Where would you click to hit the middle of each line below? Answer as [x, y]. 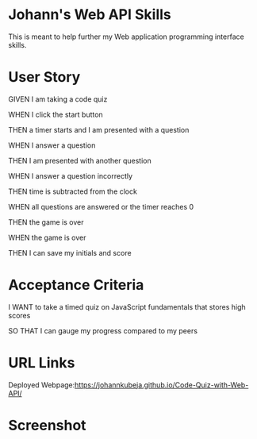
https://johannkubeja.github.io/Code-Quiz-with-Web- [161, 385]
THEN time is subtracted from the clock [73, 191]
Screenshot [47, 425]
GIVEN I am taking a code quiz [58, 99]
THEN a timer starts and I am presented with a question [99, 129]
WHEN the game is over [47, 237]
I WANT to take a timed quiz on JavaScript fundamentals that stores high [127, 306]
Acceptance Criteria [76, 285]
